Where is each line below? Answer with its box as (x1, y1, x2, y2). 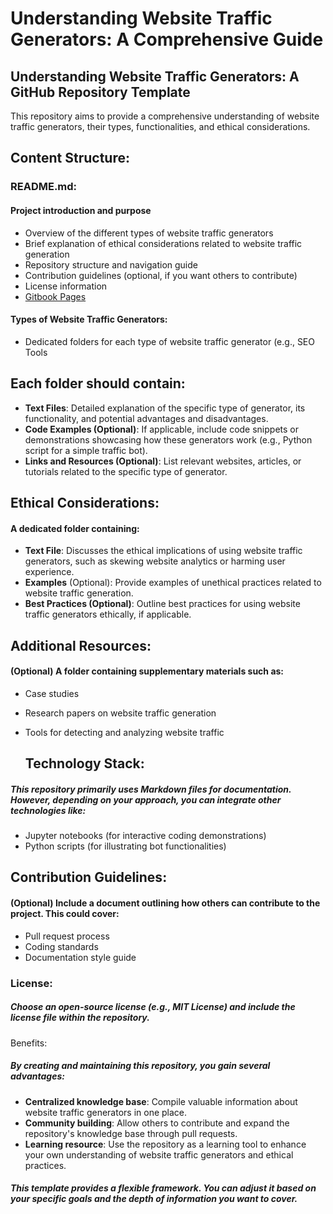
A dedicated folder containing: (10, 522, 140, 534)
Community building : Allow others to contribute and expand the (24, 1117, 290, 1129)
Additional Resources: (10, 637, 152, 654)
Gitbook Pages (24, 290, 87, 302)
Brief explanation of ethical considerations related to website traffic (24, 237, 303, 249)
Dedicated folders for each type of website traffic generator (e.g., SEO (24, 335, 315, 347)
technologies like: (10, 804, 87, 816)
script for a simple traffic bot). (24, 444, 148, 456)
